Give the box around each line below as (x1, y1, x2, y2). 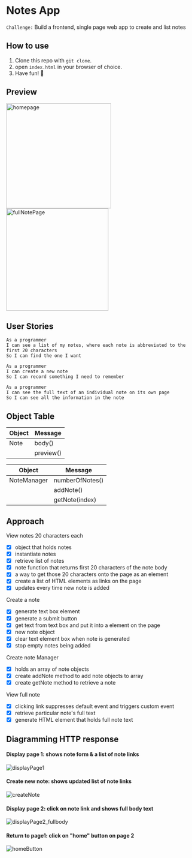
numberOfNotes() (53, 476, 104, 485)
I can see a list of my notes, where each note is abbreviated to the (6, 343, 186, 349)
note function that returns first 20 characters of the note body (14, 564, 167, 571)
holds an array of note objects (14, 665, 89, 673)
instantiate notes (14, 550, 56, 558)
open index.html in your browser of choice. (14, 63, 123, 70)
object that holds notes (14, 544, 72, 551)
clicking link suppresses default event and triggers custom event (14, 703, 175, 710)
